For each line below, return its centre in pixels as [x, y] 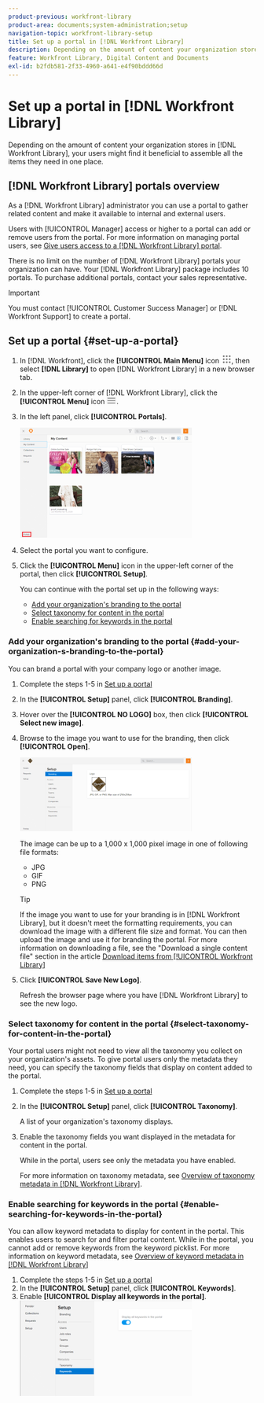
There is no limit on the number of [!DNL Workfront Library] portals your [125, 260]
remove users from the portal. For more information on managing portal [124, 237]
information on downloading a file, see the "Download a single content [133, 948]
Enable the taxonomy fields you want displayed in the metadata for [127, 1137]
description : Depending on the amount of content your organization [123, 50]
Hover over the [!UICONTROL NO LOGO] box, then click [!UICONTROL [134, 714]
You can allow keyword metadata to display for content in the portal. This [126, 1232]
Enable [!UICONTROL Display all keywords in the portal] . [113, 1297]
